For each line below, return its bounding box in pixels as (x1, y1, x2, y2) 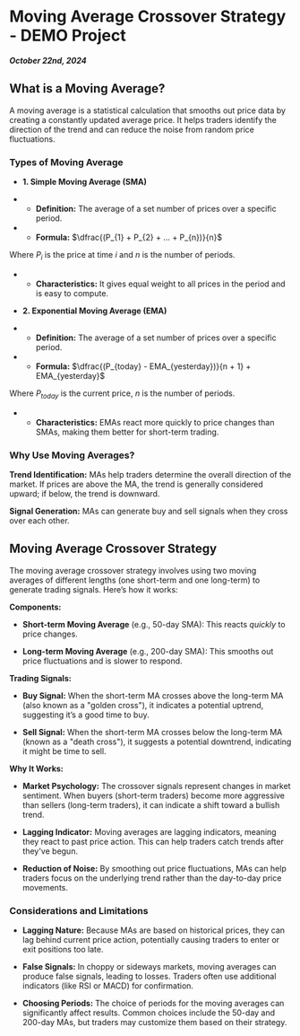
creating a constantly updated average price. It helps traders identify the (9, 114, 278, 125)
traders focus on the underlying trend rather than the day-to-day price (21, 873, 282, 883)
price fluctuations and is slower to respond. (21, 655, 183, 666)
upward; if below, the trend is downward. (9, 487, 160, 499)
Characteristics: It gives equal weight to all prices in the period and (35, 278, 286, 289)
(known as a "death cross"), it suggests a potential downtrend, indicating (21, 736, 292, 747)
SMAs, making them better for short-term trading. (35, 426, 219, 437)
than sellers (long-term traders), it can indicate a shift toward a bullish (21, 799, 280, 810)
